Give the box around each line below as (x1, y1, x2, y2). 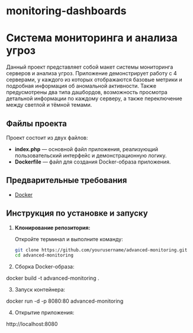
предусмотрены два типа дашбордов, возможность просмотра (6, 89, 168, 96)
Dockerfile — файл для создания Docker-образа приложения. (14, 158, 171, 165)
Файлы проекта (6, 119, 67, 129)
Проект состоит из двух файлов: (6, 134, 88, 141)
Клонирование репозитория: (14, 224, 91, 231)
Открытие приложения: (14, 309, 75, 316)
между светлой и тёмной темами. (6, 101, 92, 108)
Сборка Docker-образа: (14, 263, 75, 270)
